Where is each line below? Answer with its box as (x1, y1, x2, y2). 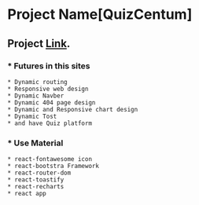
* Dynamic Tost (7, 112, 57, 120)
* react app (7, 190, 46, 198)
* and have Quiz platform (7, 119, 92, 127)
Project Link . (7, 37, 71, 50)
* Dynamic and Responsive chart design (7, 105, 138, 113)
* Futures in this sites (7, 60, 90, 71)
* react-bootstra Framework (7, 163, 100, 170)
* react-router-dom (7, 169, 72, 178)
